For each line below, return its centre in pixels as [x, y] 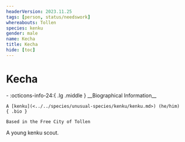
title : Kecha [22, 45]
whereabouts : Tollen [31, 22]
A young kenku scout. [33, 133]
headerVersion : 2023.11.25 [39, 11]
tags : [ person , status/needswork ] [48, 17]
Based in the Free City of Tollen [48, 121]
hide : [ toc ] [21, 50]
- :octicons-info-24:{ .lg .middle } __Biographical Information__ [81, 95]
